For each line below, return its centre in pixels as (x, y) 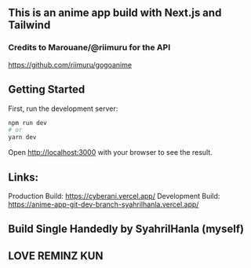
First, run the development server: (63, 108)
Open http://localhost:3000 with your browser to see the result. (111, 152)
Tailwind (29, 26)
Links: (24, 177)
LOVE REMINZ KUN (56, 256)
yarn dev (22, 138)
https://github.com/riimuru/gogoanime (70, 64)
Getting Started (47, 90)
